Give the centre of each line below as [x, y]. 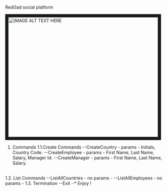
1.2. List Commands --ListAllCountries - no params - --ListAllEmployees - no [84, 178]
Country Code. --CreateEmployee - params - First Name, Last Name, [83, 152]
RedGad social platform [29, 7]
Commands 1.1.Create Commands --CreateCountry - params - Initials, [84, 147]
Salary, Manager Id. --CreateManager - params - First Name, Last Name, [87, 158]
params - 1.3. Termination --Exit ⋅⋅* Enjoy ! [48, 183]
